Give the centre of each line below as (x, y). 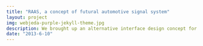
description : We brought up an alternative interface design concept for (102, 28)
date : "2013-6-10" (29, 34)
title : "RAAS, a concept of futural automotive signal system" (88, 12)
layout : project (27, 17)
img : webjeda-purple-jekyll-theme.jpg (55, 23)
